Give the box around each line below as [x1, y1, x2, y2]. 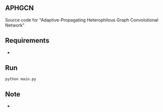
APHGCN [5, 4, 34, 12]
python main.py [5, 77, 37, 82]
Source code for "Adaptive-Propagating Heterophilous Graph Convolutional [5, 17, 159, 23]
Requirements [5, 36, 49, 45]
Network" [5, 22, 25, 28]
